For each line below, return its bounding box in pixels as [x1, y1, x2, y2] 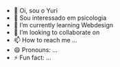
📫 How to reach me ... [13, 36, 77, 44]
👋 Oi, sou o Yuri [13, 7, 58, 14]
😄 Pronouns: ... [13, 46, 58, 54]
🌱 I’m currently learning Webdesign [13, 21, 114, 29]
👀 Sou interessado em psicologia [13, 14, 107, 22]
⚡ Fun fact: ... [13, 53, 51, 62]
